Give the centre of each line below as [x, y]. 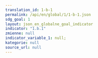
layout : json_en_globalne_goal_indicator [49, 24]
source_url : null [23, 47]
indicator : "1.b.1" [26, 29]
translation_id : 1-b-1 [29, 10]
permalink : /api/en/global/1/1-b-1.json [48, 15]
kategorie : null [22, 43]
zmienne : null [20, 33]
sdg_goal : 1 [18, 19]
